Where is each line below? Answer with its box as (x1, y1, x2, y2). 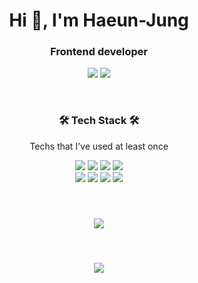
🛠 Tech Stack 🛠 (58, 114, 140, 128)
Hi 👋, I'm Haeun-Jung (9, 9, 189, 32)
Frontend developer (50, 45, 148, 59)
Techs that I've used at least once (29, 140, 169, 152)
